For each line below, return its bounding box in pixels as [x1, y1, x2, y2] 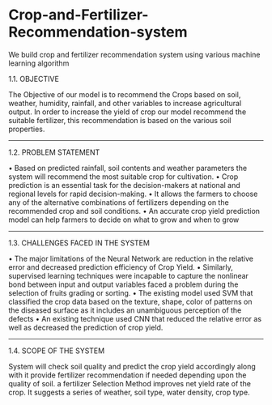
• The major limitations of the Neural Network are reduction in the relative [8, 254, 253, 263]
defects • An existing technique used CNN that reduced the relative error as [8, 313, 261, 323]
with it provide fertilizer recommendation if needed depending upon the [8, 370, 247, 380]
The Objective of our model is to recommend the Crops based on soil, [8, 89, 241, 99]
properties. [8, 124, 45, 134]
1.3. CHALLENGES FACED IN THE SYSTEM [8, 237, 150, 248]
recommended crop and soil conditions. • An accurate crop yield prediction [8, 206, 261, 215]
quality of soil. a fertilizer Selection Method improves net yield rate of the [8, 378, 251, 388]
